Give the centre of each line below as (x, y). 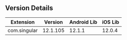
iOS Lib (111, 22)
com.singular (23, 30)
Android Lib (83, 22)
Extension (23, 22)
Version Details (29, 8)
